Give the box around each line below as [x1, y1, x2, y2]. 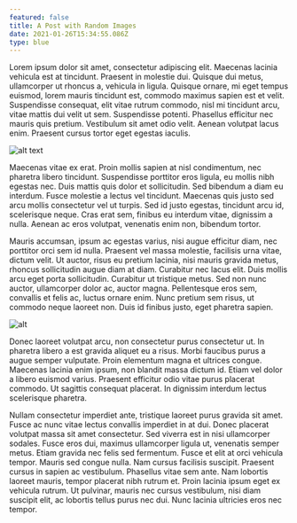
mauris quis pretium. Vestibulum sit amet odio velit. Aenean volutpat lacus [9, 119, 279, 129]
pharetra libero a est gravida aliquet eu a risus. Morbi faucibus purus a [9, 346, 266, 356]
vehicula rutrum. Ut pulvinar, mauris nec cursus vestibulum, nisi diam [9, 485, 262, 496]
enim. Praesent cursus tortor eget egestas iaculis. [9, 128, 191, 138]
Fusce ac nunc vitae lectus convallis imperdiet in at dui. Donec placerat [9, 419, 270, 430]
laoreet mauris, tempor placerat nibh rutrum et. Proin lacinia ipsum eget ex [9, 476, 281, 487]
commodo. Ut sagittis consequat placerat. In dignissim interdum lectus [9, 383, 268, 394]
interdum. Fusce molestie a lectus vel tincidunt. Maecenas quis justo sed [9, 191, 275, 201]
